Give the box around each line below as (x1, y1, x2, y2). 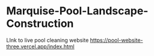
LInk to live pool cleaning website (6, 36, 89, 43)
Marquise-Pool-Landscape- (6, 4, 149, 18)
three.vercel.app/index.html (6, 43, 75, 50)
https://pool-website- (90, 36, 143, 43)
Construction (6, 17, 74, 30)
